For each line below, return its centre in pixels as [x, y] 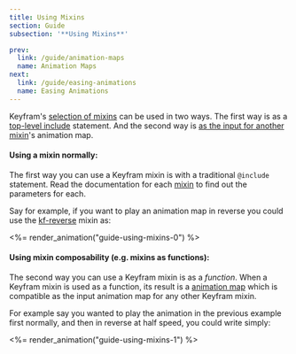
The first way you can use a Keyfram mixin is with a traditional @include [140, 174]
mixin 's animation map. [51, 135]
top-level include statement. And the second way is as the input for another [147, 126]
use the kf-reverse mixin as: [60, 220]
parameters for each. [48, 193]
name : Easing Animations [63, 91]
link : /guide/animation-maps [71, 58]
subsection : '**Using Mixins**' [69, 34]
